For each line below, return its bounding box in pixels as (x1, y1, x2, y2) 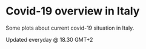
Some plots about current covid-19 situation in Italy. (5, 24, 134, 31)
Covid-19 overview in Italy (5, 4, 140, 18)
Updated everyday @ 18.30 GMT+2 (5, 36, 93, 43)
